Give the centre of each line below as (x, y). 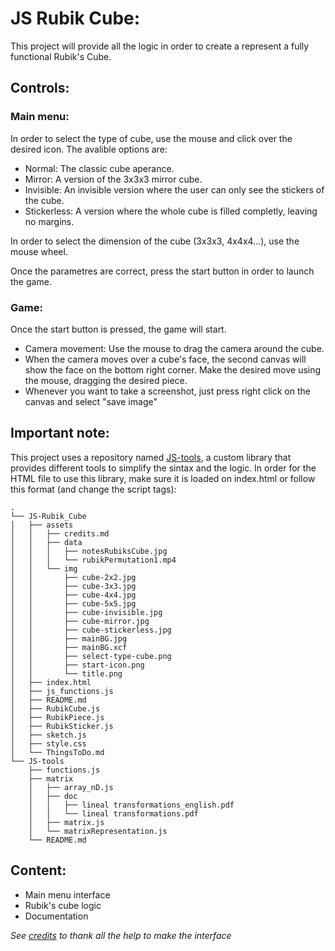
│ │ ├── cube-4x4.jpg (73, 595)
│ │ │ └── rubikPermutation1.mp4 (93, 560)
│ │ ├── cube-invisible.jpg (86, 612)
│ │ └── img (44, 568)
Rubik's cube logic (63, 905)
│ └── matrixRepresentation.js (98, 831)
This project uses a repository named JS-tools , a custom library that (151, 457)
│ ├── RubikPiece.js (57, 717)
